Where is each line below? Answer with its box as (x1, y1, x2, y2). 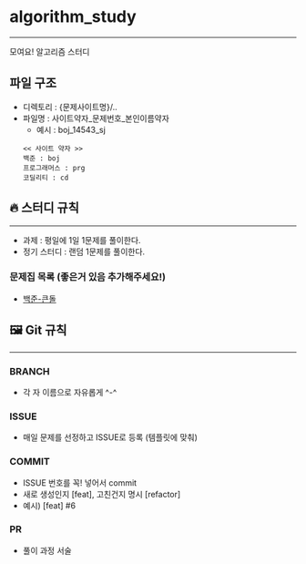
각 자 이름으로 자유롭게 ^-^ (22, 386, 117, 397)
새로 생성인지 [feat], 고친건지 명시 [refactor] (22, 488, 181, 499)
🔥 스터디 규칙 (9, 200, 79, 216)
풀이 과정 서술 (22, 545, 72, 556)
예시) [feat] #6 (22, 499, 76, 511)
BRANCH (9, 364, 50, 377)
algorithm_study (9, 6, 137, 27)
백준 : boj (22, 153, 61, 163)
